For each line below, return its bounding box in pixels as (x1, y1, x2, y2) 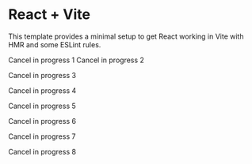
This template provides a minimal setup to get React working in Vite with (8, 32, 244, 41)
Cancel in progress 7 (8, 132, 76, 141)
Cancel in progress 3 (8, 70, 77, 80)
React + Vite (8, 6, 91, 24)
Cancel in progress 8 (8, 147, 77, 156)
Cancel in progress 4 (8, 85, 77, 95)
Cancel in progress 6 (8, 116, 77, 125)
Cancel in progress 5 (8, 101, 77, 110)
